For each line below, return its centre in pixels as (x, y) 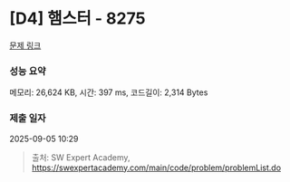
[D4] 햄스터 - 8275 (77, 19)
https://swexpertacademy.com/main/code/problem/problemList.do (156, 168)
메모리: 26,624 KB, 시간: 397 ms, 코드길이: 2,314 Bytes (109, 92)
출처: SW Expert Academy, (81, 157)
